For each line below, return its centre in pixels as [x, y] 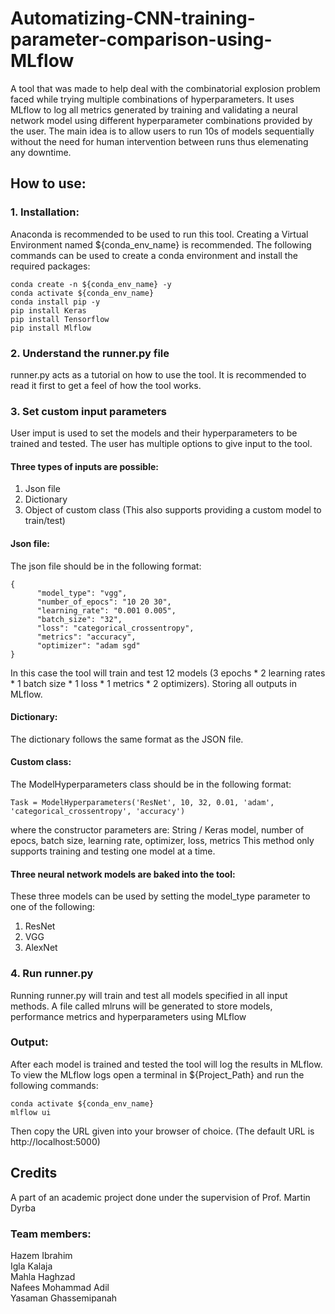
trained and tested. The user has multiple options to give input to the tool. [161, 444]
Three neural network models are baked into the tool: [123, 874]
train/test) [45, 521]
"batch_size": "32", [79, 619]
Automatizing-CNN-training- [133, 18]
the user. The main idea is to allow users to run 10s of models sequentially [162, 131]
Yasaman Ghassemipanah [64, 1298]
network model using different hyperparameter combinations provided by [161, 120]
